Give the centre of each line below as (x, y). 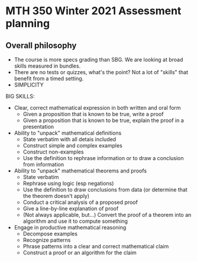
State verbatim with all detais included (70, 139)
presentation (38, 127)
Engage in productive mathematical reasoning (70, 227)
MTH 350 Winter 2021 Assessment (93, 11)
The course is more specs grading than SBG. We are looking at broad (98, 60)
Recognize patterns (47, 240)
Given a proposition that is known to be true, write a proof (93, 114)
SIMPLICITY (29, 85)
